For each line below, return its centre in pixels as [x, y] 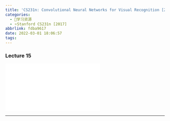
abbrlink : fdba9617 [26, 29]
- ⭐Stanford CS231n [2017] [38, 24]
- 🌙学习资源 [21, 19]
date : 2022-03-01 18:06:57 [34, 33]
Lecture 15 [18, 55]
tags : [11, 38]
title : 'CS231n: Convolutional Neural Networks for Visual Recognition [82, 10]
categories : [18, 15]
